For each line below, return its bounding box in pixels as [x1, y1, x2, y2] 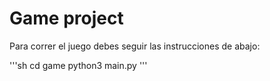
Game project [9, 7, 124, 30]
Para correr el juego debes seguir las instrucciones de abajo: [9, 40, 261, 52]
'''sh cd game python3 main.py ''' [9, 59, 148, 71]
